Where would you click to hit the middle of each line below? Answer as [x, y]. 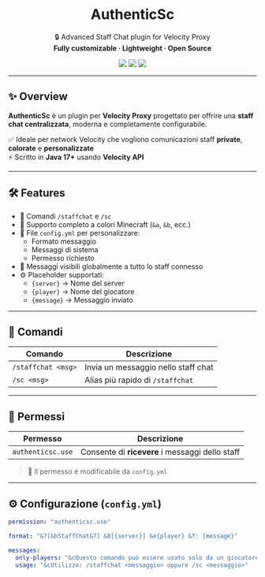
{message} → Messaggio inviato [82, 300]
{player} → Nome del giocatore [83, 291]
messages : [24, 550]
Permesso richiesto [63, 258]
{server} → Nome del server [78, 283]
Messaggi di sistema [65, 249]
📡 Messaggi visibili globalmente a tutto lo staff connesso [111, 266]
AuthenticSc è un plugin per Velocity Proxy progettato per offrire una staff [131, 115]
